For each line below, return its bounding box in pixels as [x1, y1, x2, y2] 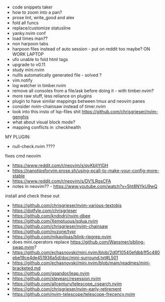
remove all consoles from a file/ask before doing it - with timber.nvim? [12, 88, 154, 93]
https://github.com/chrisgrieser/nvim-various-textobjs [12, 203, 122, 208]
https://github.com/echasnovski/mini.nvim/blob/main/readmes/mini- [12, 260, 151, 266]
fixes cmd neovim [5, 153, 41, 159]
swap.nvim [12, 244, 34, 250]
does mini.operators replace [12, 239, 70, 245]
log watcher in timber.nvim [12, 83, 66, 88]
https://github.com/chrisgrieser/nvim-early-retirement [12, 286, 122, 292]
